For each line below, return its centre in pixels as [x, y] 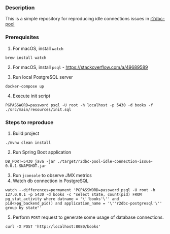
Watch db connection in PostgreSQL [50, 181]
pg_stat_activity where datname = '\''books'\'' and [62, 199]
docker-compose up [25, 86]
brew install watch [26, 57]
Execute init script [31, 96]
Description [20, 8]
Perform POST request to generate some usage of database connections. [88, 217]
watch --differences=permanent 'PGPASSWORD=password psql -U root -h [80, 190]
